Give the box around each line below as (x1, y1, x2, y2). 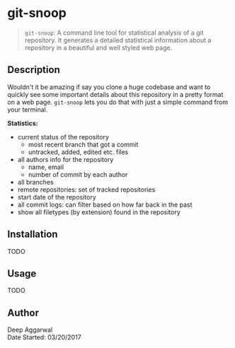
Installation (7, 228, 58, 240)
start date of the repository (17, 192, 97, 201)
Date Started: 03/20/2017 (7, 333, 81, 342)
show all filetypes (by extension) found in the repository (17, 207, 180, 216)
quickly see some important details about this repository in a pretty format (7, 90, 224, 98)
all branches (17, 178, 55, 186)
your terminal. (7, 105, 48, 114)
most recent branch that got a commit (28, 140, 139, 149)
